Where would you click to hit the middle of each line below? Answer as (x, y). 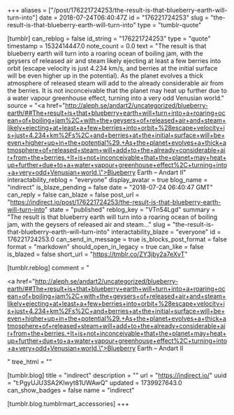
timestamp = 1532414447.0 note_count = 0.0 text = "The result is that (107, 46)
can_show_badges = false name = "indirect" (71, 390)
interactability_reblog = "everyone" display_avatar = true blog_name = (108, 180)
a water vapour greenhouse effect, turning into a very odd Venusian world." (116, 98)
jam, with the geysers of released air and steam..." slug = (89, 224)
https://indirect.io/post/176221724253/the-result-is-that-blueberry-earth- (116, 202)
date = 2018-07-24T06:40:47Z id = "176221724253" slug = (124, 17)
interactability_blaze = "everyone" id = (166, 232)
